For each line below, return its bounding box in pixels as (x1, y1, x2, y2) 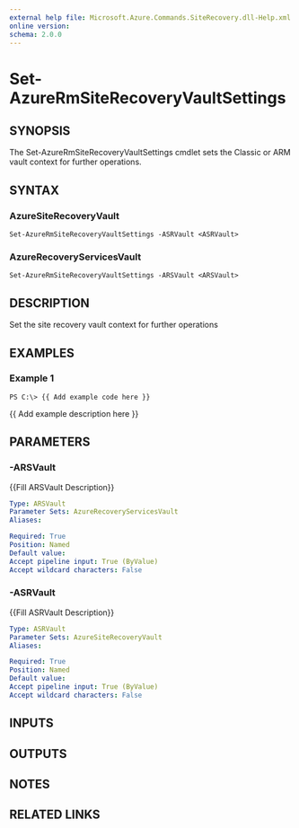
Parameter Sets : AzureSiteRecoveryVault (9, 632, 163, 642)
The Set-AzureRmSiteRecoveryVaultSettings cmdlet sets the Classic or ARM (9, 147, 291, 158)
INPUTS (9, 716, 54, 731)
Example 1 (9, 372, 55, 384)
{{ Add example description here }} (9, 408, 139, 418)
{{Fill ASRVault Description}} (9, 607, 115, 618)
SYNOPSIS (9, 123, 71, 138)
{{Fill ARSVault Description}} (9, 481, 115, 492)
